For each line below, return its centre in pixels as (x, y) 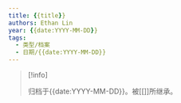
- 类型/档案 (33, 45)
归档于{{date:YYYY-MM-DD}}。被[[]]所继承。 (102, 91)
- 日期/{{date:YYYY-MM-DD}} (61, 52)
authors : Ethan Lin (41, 23)
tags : (17, 38)
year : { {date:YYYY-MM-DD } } (53, 30)
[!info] (37, 75)
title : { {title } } (37, 15)
